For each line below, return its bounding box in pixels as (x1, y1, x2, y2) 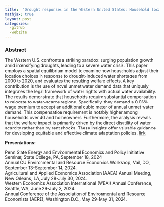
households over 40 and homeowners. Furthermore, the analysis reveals (5, 115, 151, 121)
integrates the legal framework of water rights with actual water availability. (5, 89, 157, 95)
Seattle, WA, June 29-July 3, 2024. (5, 186, 76, 192)
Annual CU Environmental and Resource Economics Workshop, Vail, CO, (5, 160, 150, 166)
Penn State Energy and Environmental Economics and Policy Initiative (5, 149, 145, 155)
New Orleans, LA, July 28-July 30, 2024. (5, 175, 87, 181)
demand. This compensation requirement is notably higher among (5, 109, 138, 115)
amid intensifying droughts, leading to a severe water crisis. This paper (5, 62, 148, 69)
